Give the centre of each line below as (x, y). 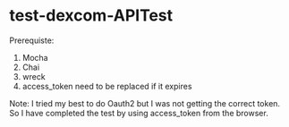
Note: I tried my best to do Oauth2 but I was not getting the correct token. (144, 103)
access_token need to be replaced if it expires (107, 86)
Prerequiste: (32, 40)
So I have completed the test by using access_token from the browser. (139, 113)
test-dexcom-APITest (91, 16)
